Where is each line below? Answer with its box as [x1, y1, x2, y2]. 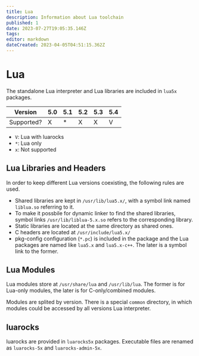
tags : [6, 31, 20, 37]
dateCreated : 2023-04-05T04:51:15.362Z [6, 42, 105, 48]
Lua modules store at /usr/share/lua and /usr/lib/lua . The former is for [6, 281, 185, 288]
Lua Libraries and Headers [6, 163, 106, 174]
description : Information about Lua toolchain [6, 14, 124, 20]
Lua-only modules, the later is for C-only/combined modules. [6, 287, 156, 294]
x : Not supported [14, 146, 57, 153]
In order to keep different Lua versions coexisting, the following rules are [6, 179, 185, 186]
